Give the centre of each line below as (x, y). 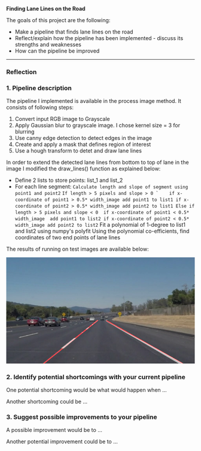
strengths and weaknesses (48, 45)
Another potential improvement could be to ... (62, 441)
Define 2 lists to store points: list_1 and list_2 (69, 180)
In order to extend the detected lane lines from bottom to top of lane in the (98, 162)
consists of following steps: (40, 108)
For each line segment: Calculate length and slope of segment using (101, 187)
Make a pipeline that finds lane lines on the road (74, 32)
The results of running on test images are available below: (77, 249)
